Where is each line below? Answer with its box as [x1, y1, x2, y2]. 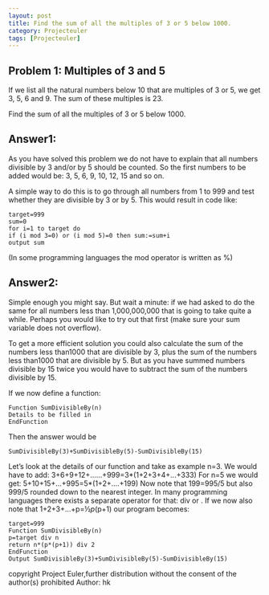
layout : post [8, 11, 52, 20]
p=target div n [8, 533, 59, 542]
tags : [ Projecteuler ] [8, 34, 81, 43]
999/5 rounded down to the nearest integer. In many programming [8, 487, 228, 496]
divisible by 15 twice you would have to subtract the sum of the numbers [8, 364, 248, 373]
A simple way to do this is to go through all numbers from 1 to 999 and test [8, 186, 255, 196]
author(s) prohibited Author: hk [8, 577, 111, 587]
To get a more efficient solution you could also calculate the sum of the [8, 338, 243, 348]
